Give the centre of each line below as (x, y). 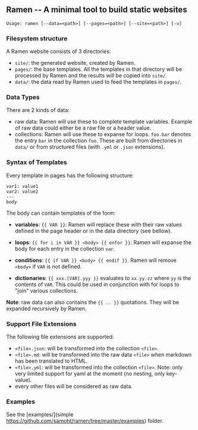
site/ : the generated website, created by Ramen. (75, 63)
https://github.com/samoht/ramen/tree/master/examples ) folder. (85, 421)
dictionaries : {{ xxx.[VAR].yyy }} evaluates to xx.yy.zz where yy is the (103, 278)
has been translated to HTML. (51, 361)
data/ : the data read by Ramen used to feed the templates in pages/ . (98, 82)
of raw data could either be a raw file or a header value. (83, 128)
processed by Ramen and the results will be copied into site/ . (91, 76)
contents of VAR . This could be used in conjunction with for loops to (97, 284)
